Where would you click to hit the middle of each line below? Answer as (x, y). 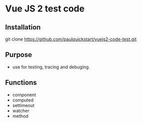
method (20, 116)
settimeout (23, 105)
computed (23, 100)
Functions (21, 83)
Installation (23, 27)
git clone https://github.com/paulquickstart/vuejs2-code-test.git (71, 39)
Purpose (19, 55)
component (24, 94)
